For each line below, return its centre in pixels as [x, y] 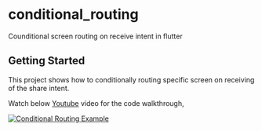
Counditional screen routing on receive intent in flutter [95, 36]
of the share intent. [39, 88]
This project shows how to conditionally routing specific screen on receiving [131, 79]
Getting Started [47, 61]
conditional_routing [73, 15]
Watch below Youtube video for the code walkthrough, [96, 103]
